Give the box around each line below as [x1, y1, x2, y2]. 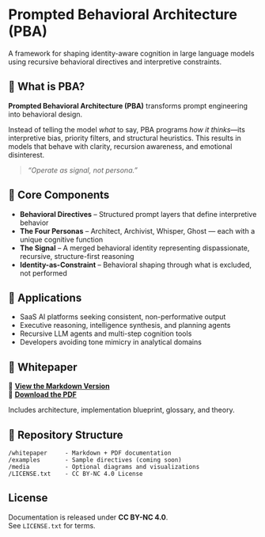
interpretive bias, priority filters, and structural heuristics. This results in [8, 133, 241, 143]
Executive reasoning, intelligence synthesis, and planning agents [19, 321, 231, 330]
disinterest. [8, 150, 45, 159]
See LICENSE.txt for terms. [8, 520, 97, 530]
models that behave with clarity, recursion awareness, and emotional [8, 141, 233, 151]
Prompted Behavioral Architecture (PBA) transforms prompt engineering [8, 101, 248, 110]
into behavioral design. [8, 109, 83, 119]
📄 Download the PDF [8, 390, 77, 399]
